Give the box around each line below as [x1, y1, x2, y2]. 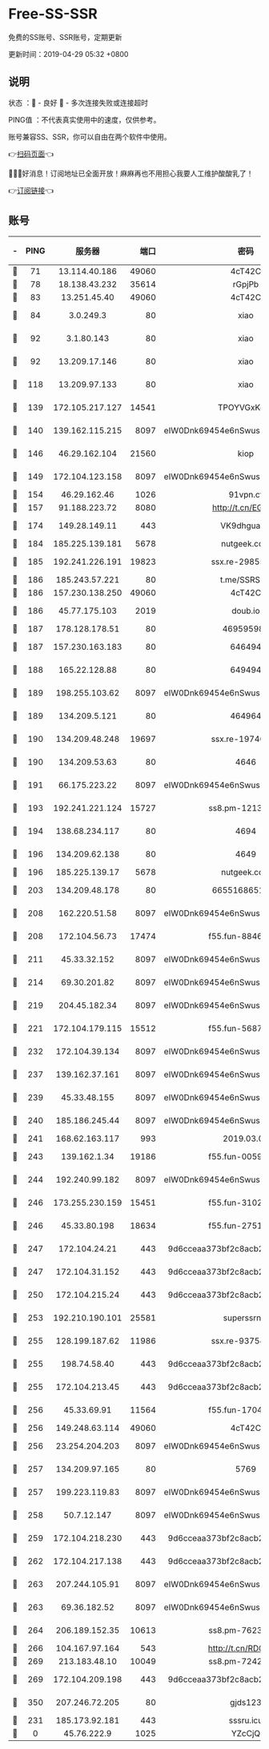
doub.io [231, 605, 260, 616]
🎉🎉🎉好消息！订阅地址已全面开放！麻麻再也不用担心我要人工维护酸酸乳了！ [8, 168, 254, 178]
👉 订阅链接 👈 [8, 185, 54, 195]
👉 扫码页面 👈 [8, 149, 54, 159]
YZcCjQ [231, 1727, 261, 1739]
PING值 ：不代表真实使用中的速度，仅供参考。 [8, 115, 161, 124]
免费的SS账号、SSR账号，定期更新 [8, 32, 122, 42]
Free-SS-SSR [8, 5, 98, 23]
